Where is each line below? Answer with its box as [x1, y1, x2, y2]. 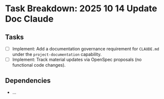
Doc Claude [5, 13, 54, 25]
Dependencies [5, 76, 51, 85]
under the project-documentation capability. [12, 51, 102, 57]
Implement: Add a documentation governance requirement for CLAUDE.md [12, 46, 159, 51]
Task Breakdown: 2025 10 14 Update [5, 3, 158, 14]
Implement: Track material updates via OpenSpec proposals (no [12, 57, 142, 63]
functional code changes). [12, 62, 66, 68]
